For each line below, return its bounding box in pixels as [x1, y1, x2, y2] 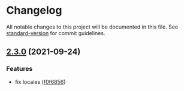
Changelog [6, 4, 62, 17]
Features [6, 65, 33, 73]
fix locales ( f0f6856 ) [14, 78, 66, 85]
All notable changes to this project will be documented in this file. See [6, 23, 179, 30]
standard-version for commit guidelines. [6, 29, 105, 36]
